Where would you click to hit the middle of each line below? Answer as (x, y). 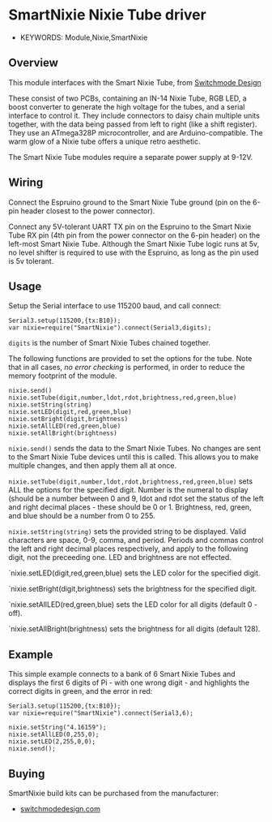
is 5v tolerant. (31, 260)
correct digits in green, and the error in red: (81, 691)
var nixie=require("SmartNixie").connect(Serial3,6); (101, 713)
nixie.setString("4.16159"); (57, 728)
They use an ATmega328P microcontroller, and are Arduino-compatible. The (136, 132)
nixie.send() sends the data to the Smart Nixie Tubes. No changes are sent (135, 449)
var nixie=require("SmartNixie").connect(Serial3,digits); (110, 328)
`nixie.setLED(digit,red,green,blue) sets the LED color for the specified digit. (134, 573)
